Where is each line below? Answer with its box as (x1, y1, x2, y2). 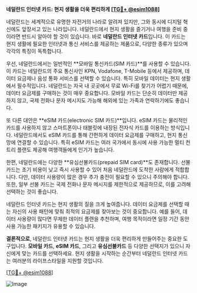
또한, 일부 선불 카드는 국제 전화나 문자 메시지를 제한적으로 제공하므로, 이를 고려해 (6, 181, 191, 188)
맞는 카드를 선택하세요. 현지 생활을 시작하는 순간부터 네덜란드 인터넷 (21, 250, 178, 257)
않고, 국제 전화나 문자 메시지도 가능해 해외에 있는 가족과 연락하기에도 (16, 97, 174, 104)
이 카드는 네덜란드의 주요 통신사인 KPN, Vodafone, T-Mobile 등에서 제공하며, (6, 68, 184, 74)
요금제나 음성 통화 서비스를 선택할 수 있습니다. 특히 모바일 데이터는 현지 (16, 75, 181, 82)
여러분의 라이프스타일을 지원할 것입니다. (12, 257, 104, 264)
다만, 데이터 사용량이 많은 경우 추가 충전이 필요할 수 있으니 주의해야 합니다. (18, 174, 189, 180)
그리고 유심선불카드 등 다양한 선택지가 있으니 (82, 242, 185, 249)
